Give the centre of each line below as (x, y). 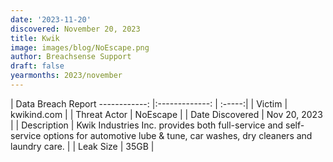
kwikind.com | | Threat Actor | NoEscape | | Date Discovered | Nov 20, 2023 (166, 114)
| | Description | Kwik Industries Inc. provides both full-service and (147, 125)
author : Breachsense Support (71, 57)
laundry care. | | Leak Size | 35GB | (82, 146)
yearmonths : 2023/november (66, 76)
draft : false (37, 66)
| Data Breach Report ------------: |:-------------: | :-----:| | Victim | (149, 103)
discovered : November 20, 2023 (75, 29)
